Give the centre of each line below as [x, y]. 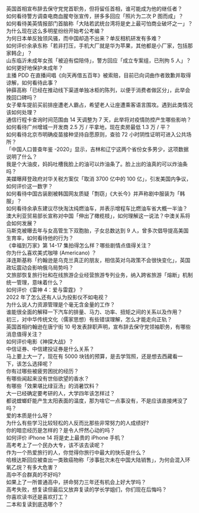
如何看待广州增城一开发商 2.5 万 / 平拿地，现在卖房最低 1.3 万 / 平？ [89, 127]
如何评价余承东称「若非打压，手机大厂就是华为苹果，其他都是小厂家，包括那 [99, 46]
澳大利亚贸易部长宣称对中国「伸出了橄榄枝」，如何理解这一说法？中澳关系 [96, 216]
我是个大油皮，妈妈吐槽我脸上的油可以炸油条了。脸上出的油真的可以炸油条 [97, 164]
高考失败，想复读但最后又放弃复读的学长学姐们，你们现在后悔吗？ [86, 489]
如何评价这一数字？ [30, 186]
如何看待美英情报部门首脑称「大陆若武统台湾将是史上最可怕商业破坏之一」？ [99, 23]
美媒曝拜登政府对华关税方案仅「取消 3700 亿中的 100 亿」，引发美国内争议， [99, 179]
